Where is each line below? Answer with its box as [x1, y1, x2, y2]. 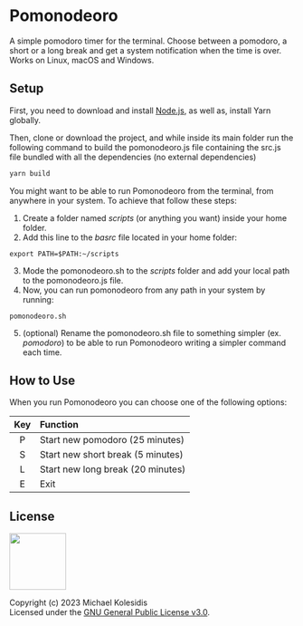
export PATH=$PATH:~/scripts [9, 249, 119, 258]
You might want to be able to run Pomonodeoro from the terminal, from [9, 185, 274, 196]
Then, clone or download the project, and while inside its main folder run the [9, 132, 294, 143]
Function [39, 419, 79, 431]
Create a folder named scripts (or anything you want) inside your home [22, 212, 288, 223]
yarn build [9, 169, 51, 178]
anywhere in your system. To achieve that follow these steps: [9, 195, 238, 206]
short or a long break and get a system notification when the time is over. [9, 44, 282, 55]
